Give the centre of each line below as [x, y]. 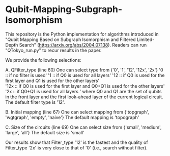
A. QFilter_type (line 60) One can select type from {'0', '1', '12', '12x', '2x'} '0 [84, 70]
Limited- [146, 40]
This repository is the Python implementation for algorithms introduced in [82, 34]
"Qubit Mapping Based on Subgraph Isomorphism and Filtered [70, 40]
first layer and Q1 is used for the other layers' [52, 81]
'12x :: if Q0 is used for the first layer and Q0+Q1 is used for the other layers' [85, 86]
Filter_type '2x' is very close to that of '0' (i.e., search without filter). [76, 147]
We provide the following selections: [43, 60]
